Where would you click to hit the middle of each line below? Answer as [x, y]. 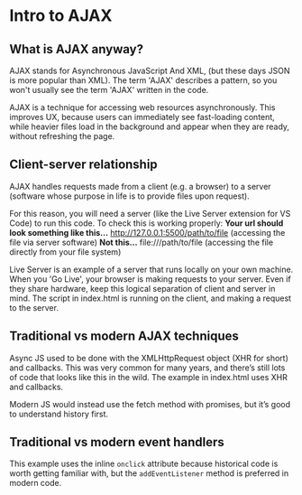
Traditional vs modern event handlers [117, 442]
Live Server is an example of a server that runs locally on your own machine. [151, 269]
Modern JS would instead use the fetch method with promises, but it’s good [150, 404]
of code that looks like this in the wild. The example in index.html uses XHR [149, 377]
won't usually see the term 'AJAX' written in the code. [109, 90]
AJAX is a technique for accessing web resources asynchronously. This [142, 107]
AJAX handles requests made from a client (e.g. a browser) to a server [141, 186]
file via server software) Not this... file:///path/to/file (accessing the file [141, 242]
